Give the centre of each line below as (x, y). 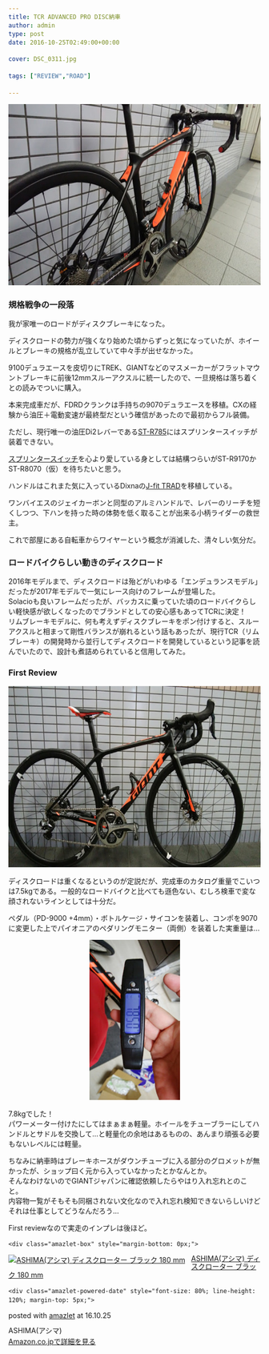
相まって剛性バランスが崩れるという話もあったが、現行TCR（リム (151, 632)
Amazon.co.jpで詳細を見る (52, 1342)
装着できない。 (33, 441)
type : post (26, 34)
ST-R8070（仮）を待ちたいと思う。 (67, 468)
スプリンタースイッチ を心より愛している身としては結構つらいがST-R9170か (132, 458)
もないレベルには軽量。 (47, 1143)
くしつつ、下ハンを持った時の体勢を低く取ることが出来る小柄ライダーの (127, 512)
